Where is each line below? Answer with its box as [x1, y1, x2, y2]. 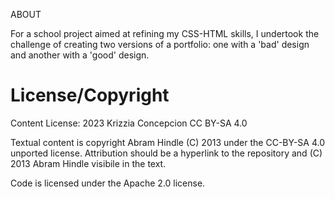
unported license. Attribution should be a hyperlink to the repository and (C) [10, 147, 323, 159]
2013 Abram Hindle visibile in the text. [10, 157, 167, 169]
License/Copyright [10, 84, 170, 107]
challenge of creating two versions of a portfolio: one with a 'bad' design [10, 39, 310, 50]
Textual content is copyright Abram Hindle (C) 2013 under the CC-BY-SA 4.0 [10, 136, 325, 148]
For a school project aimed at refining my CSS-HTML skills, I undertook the [10, 28, 320, 39]
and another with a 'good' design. [10, 49, 150, 61]
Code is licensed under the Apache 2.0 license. [10, 177, 206, 189]
